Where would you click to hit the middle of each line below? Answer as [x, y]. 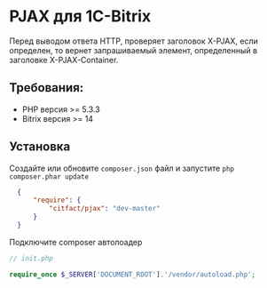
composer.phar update [49, 176]
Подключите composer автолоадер [76, 242]
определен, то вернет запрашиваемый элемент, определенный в [133, 50]
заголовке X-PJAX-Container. [64, 60]
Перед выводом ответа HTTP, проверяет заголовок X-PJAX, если [134, 41]
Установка [40, 147]
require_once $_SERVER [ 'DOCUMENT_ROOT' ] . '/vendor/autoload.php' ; [132, 274]
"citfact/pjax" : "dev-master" [105, 209]
